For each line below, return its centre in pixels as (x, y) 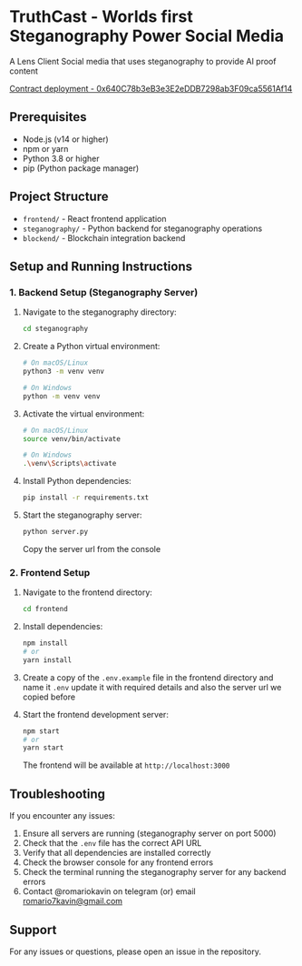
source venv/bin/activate (71, 438)
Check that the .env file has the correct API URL (112, 843)
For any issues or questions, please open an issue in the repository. (135, 951)
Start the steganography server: (82, 515)
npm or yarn (45, 148)
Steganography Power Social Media (146, 36)
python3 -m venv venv (63, 371)
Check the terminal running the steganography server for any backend (154, 872)
